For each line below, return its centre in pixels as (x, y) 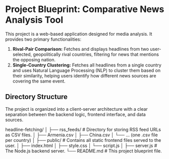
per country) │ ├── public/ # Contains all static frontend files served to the (83, 140)
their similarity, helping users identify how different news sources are (84, 75)
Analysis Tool (34, 20)
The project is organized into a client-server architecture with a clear (76, 109)
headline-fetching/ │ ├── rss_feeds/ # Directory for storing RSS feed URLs (83, 129)
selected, (22, 54)
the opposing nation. (34, 59)
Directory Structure (37, 97)
